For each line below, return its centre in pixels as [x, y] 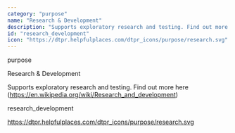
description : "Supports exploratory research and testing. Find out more [118, 27]
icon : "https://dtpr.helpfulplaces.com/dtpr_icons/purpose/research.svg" [118, 40]
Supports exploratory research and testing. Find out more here [98, 87]
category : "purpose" [38, 14]
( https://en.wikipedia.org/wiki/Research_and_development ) [93, 95]
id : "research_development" [49, 33]
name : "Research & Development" [55, 20]
